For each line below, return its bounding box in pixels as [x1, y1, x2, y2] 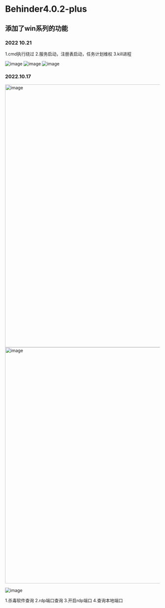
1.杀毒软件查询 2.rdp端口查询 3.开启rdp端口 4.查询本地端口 [5, 598, 123, 604]
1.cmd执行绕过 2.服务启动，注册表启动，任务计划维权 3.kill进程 [5, 51, 132, 57]
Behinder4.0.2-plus [5, 3, 87, 15]
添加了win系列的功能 [5, 24, 68, 32]
